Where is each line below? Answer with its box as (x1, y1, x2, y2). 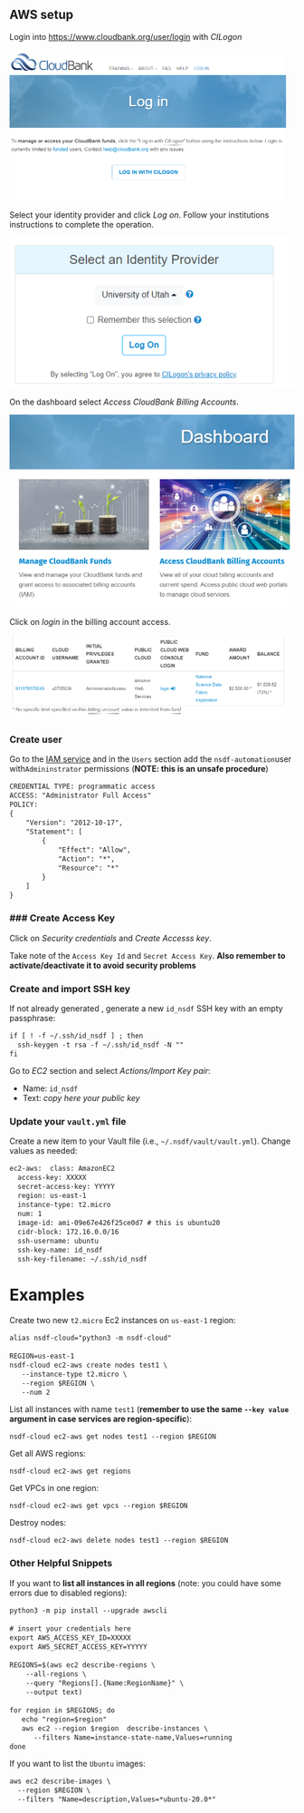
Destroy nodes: (9, 1517, 67, 1528)
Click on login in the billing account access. (9, 616, 171, 627)
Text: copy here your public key (22, 1092, 140, 1103)
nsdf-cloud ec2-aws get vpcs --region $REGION (9, 1501, 188, 1511)
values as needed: (9, 1145, 78, 1156)
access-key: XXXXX (17, 1174, 88, 1183)
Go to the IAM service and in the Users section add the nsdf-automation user (9, 754, 292, 765)
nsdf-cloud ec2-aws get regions (9, 1467, 131, 1477)
